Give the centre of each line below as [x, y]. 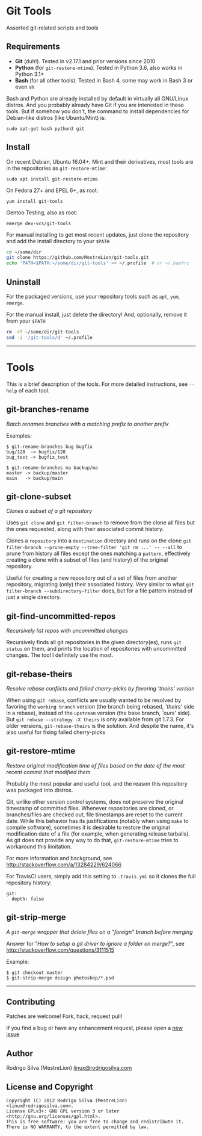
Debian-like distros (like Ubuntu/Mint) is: [56, 117]
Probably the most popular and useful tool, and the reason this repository [97, 783]
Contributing [31, 1001]
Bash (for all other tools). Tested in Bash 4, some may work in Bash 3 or [104, 80]
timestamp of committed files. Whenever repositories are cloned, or [90, 808]
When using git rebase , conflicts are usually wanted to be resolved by [94, 700]
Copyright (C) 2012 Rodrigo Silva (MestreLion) [67, 1100]
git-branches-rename [47, 410]
